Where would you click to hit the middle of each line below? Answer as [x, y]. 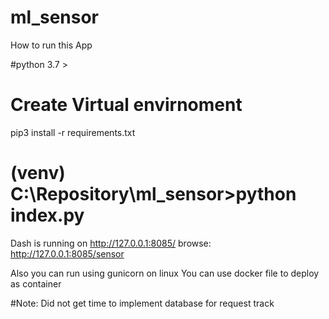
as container [36, 283]
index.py [47, 215]
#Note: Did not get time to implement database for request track [142, 303]
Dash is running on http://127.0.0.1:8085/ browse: [111, 243]
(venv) [38, 173]
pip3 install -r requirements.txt [73, 132]
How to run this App [51, 45]
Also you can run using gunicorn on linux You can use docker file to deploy [165, 273]
